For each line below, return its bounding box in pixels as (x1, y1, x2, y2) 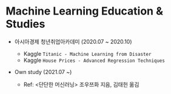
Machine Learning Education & (5, 4, 163, 18)
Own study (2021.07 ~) (14, 68, 72, 75)
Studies (5, 17, 45, 31)
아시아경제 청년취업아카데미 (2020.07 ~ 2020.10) (14, 38, 132, 45)
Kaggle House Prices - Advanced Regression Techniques (23, 56, 165, 64)
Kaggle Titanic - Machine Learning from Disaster (23, 50, 152, 57)
